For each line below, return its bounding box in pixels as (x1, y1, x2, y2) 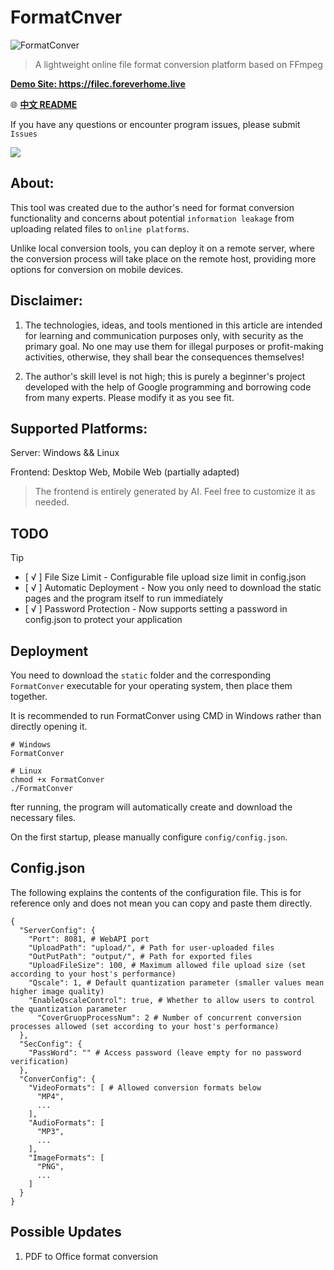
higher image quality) (10, 986, 105, 996)
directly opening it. (10, 721, 88, 732)
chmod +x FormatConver (10, 775, 105, 785)
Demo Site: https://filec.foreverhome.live (10, 77, 186, 90)
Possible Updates (10, 1224, 122, 1241)
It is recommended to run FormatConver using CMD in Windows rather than (10, 710, 322, 721)
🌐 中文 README (10, 98, 78, 110)
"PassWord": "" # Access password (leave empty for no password (28, 1047, 302, 1058)
